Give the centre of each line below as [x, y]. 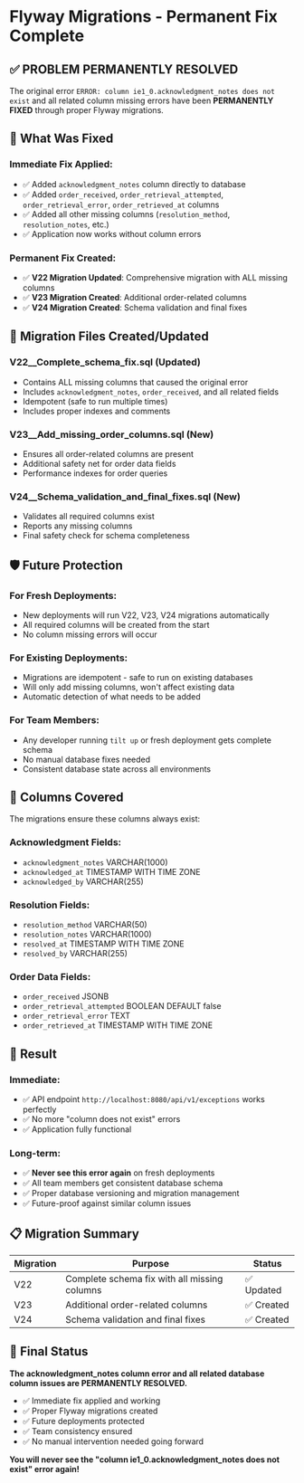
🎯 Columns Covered [66, 797]
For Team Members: [54, 720]
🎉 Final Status [49, 1351]
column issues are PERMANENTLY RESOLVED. [99, 1383]
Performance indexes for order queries [95, 473]
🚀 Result [33, 1054]
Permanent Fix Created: [62, 258]
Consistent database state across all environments [117, 769]
